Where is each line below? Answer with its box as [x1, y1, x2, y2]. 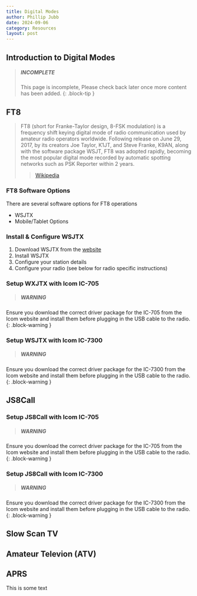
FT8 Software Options [6, 186, 71, 195]
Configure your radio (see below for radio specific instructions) [14, 264, 168, 271]
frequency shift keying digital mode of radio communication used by [20, 129, 186, 136]
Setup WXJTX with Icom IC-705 [6, 279, 99, 287]
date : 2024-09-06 [6, 19, 49, 25]
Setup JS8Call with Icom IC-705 [6, 412, 99, 421]
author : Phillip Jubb [6, 14, 59, 20]
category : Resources [6, 25, 57, 31]
